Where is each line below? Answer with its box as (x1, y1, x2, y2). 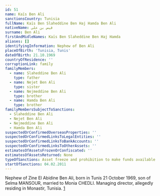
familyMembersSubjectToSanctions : (5, 107, 75, 112)
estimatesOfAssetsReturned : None (5, 152, 73, 157)
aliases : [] (5, 39, 29, 44)
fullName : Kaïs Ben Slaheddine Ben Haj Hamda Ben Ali (5, 21, 117, 26)
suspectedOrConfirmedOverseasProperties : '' (5, 130, 97, 135)
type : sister (14, 84, 40, 89)
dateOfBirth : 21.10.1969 (5, 52, 55, 58)
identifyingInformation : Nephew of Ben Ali (5, 44, 95, 48)
